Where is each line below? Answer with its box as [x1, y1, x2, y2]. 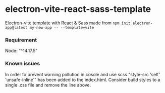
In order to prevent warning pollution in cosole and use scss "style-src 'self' [5, 71, 160, 77]
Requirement [5, 36, 37, 43]
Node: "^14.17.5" [5, 48, 38, 54]
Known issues [5, 60, 40, 67]
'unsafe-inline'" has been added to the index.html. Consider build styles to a [5, 77, 161, 83]
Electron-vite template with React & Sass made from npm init [5, 20, 131, 26]
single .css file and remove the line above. [5, 82, 91, 88]
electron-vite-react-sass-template [5, 3, 151, 15]
